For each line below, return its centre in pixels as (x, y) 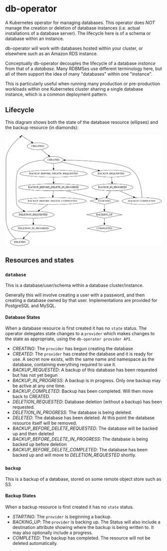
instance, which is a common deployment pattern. (57, 94)
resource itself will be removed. (45, 423)
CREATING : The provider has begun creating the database (73, 349)
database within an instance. (35, 39)
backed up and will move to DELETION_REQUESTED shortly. (74, 455)
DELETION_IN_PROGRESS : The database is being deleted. (72, 412)
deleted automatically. (35, 543)
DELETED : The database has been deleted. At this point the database (83, 418)
